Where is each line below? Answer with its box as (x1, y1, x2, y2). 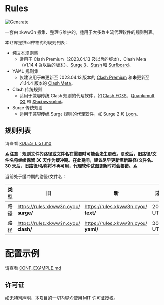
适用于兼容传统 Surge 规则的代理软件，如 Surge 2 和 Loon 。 (19, 111, 141, 117)
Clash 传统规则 (12, 86, 42, 92)
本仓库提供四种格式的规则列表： (5, 40, 69, 45)
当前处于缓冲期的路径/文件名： (5, 173, 67, 179)
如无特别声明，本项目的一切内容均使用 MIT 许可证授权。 (5, 295, 118, 301)
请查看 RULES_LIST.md (5, 140, 52, 146)
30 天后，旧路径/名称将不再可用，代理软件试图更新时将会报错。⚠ (5, 163, 138, 169)
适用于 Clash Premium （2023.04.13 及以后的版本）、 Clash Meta (19, 56, 146, 61)
